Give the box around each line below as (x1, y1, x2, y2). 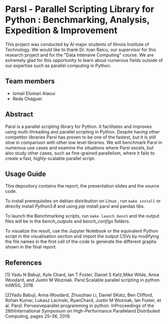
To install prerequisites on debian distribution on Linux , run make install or (5, 198, 161, 204)
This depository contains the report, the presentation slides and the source (5, 183, 159, 189)
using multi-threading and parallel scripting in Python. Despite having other (5, 128, 160, 134)
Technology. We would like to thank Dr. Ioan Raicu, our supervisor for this (5, 46, 156, 52)
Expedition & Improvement (5, 25, 117, 36)
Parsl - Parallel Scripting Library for (5, 3, 154, 15)
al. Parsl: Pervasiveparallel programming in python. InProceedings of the (5, 302, 154, 308)
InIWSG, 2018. (5, 282, 34, 288)
